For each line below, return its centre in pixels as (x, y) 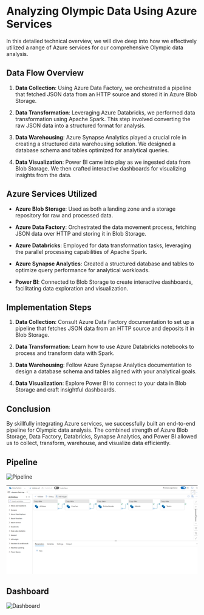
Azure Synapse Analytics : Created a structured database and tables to (104, 264)
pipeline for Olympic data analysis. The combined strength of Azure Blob (97, 430)
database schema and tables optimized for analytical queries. (92, 150)
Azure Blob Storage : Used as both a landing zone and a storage (95, 209)
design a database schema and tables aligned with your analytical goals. (106, 371)
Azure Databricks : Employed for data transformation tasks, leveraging (103, 245)
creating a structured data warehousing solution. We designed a (95, 144)
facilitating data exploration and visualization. (72, 288)
